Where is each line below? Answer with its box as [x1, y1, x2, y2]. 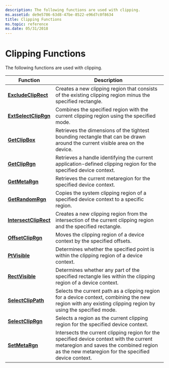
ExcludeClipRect [8, 91, 48, 99]
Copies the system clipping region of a [55, 190, 147, 197]
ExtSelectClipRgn [8, 112, 51, 119]
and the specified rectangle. [55, 223, 122, 230]
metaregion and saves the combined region [55, 342, 158, 349]
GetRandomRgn [8, 196, 46, 203]
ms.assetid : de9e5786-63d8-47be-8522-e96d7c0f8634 [5, 12, 114, 17]
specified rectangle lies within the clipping [55, 273, 155, 280]
